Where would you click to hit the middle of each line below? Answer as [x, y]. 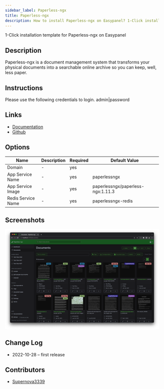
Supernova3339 [28, 382]
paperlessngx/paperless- [118, 186]
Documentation [28, 126]
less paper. [16, 73]
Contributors [25, 370]
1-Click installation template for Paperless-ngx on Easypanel [65, 35]
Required [79, 161]
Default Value [125, 161]
